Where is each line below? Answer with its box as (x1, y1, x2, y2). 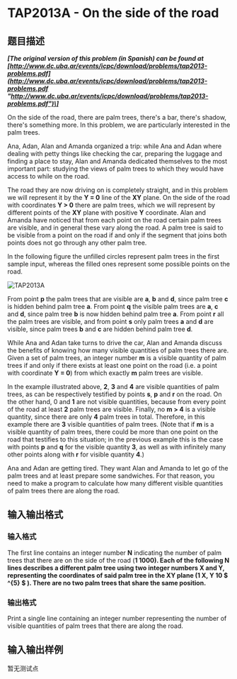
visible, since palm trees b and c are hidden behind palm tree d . (7, 325, 193, 333)
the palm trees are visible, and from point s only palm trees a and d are (7, 318, 214, 325)
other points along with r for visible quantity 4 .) (7, 450, 145, 459)
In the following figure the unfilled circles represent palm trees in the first (7, 252, 220, 260)
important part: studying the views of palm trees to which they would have (7, 164, 224, 173)
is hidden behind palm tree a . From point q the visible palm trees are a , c (7, 303, 219, 310)
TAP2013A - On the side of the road (7, 5, 219, 21)
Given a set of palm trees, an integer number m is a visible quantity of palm (7, 354, 226, 362)
